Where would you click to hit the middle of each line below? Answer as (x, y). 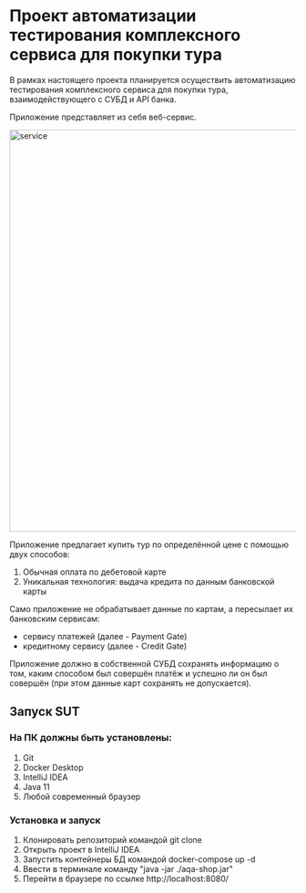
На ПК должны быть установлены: (91, 738)
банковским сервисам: (55, 618)
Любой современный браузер (82, 796)
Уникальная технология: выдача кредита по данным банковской (148, 581)
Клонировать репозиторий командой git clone (112, 839)
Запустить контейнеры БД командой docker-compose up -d (139, 859)
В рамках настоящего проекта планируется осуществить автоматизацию (153, 79)
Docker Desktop (53, 767)
